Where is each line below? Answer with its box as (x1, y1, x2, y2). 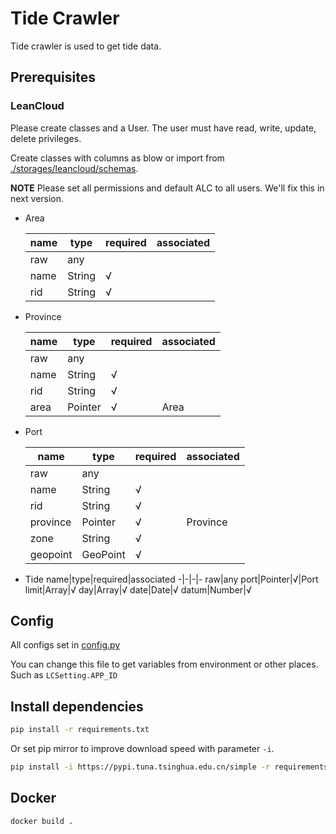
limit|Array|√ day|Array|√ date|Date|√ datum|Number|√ (24, 583, 252, 596)
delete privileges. (10, 132, 82, 144)
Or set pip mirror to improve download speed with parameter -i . (10, 743, 275, 755)
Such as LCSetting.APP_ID (10, 669, 118, 681)
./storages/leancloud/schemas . (10, 162, 139, 174)
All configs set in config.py (10, 639, 121, 651)
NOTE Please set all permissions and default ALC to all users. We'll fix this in (10, 182, 325, 194)
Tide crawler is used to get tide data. (10, 40, 162, 52)
